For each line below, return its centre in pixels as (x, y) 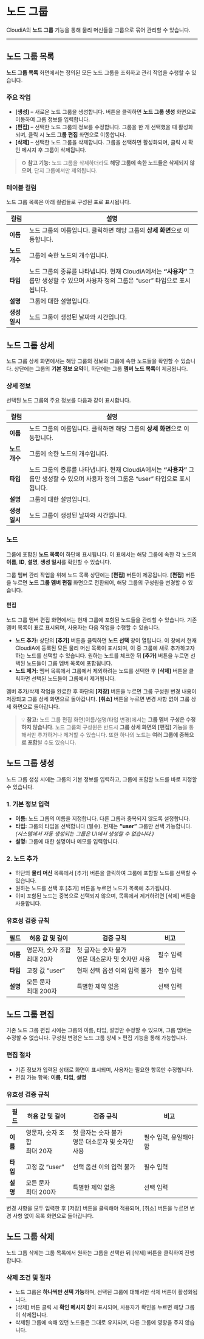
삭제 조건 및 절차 (29, 1277)
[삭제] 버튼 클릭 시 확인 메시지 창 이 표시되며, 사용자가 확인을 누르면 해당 (99, 1307)
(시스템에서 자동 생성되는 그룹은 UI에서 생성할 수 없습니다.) (84, 834)
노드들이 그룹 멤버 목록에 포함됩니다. (70, 663)
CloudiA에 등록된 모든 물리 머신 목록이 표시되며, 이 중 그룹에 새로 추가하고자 (105, 648)
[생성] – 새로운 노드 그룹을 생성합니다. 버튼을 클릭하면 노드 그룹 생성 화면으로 (105, 112)
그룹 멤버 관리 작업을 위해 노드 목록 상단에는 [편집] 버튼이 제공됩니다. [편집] (95, 575)
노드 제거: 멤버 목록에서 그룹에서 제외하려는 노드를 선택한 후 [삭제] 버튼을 (101, 670)
